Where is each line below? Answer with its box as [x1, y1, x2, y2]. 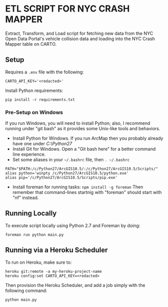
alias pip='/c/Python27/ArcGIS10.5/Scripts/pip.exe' [5, 175, 118, 180]
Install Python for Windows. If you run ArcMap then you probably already [12, 135, 163, 141]
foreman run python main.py [5, 232, 64, 237]
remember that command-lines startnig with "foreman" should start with [12, 189, 162, 195]
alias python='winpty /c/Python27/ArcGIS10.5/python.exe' [5, 171, 129, 176]
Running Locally [5, 209, 57, 218]
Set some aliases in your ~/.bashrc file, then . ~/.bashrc [12, 157, 130, 163]
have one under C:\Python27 [12, 141, 73, 147]
